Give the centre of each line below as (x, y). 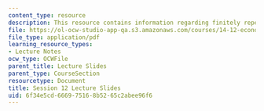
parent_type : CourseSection (54, 73)
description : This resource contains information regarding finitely (125, 23)
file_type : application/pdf (54, 37)
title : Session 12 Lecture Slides (65, 88)
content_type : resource (47, 15)
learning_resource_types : (50, 45)
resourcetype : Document (47, 81)
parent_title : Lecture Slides (58, 66)
